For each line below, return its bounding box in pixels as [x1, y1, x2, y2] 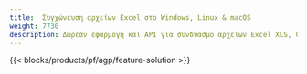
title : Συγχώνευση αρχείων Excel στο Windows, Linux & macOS [9, 13, 251, 23]
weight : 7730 [9, 22, 59, 31]
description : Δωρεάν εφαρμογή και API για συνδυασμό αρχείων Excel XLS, [9, 30, 292, 39]
